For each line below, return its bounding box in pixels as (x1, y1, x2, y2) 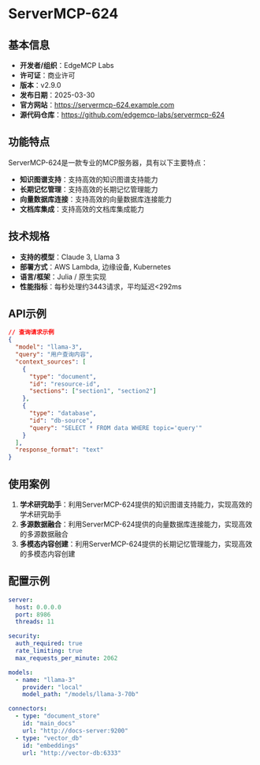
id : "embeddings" (22, 741, 80, 749)
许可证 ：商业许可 (19, 70, 76, 80)
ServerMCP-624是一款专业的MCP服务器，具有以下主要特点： (8, 157, 209, 167)
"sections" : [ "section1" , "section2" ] (28, 387, 157, 395)
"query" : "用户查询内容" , (15, 351, 93, 359)
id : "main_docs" (22, 720, 76, 728)
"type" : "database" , (28, 409, 97, 417)
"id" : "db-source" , (28, 416, 93, 424)
